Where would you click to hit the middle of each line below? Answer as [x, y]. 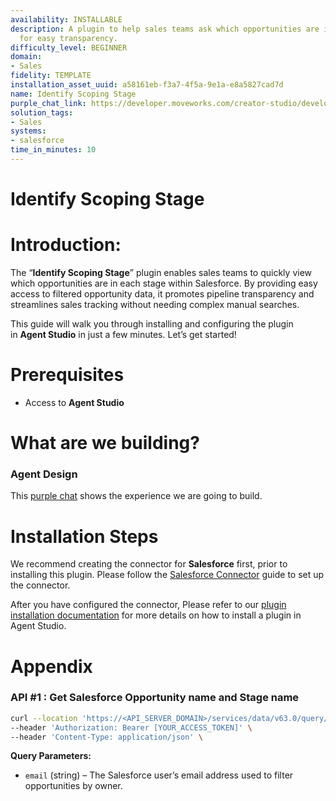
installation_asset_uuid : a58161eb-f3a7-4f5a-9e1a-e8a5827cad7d [147, 85]
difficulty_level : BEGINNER [69, 47]
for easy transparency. [68, 38]
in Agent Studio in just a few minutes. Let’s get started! [123, 334]
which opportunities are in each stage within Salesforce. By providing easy [164, 283]
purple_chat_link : [48, 103]
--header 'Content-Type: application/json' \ [106, 737]
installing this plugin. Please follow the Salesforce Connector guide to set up [167, 575]
